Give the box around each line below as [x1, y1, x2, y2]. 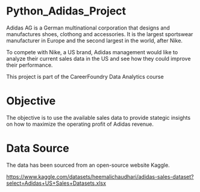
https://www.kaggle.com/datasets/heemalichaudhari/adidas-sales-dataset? [6, 173, 194, 180]
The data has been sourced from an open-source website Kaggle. [6, 161, 170, 169]
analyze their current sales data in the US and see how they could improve [6, 55, 191, 62]
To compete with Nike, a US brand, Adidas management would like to [6, 48, 178, 55]
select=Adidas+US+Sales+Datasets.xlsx [6, 179, 107, 187]
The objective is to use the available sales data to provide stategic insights [6, 114, 191, 121]
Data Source [6, 141, 69, 155]
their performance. [6, 61, 53, 69]
